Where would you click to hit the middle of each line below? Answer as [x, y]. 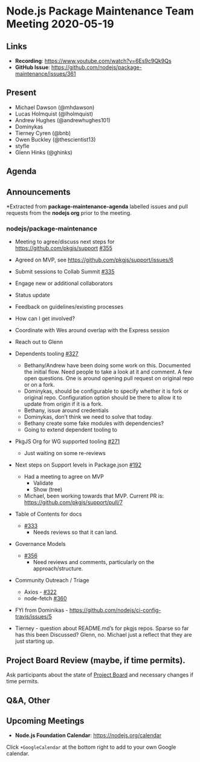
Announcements [38, 192]
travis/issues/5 [34, 617]
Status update [32, 295]
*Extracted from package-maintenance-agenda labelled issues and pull [97, 206]
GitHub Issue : [32, 67]
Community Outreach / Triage [52, 580]
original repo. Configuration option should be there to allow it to [103, 398]
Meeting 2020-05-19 [60, 24]
